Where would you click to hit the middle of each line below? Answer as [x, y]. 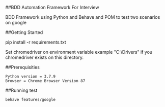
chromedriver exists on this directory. [45, 57]
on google [16, 23]
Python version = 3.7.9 [31, 77]
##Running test [21, 90]
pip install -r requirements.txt [36, 42]
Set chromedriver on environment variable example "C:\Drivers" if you [79, 52]
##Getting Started [24, 32]
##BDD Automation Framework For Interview [52, 7]
